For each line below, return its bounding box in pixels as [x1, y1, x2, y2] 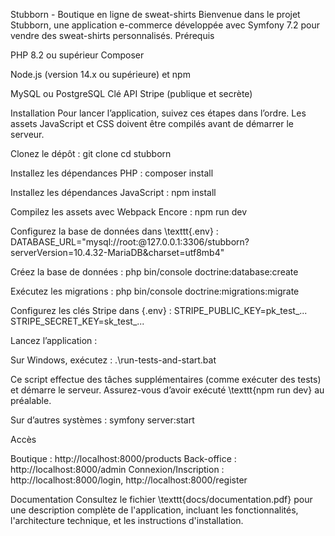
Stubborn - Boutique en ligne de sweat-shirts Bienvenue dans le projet [10, 9, 301, 20]
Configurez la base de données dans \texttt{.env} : [10, 225, 219, 237]
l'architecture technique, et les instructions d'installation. [10, 515, 244, 526]
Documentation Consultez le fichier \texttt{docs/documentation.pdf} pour [10, 494, 313, 505]
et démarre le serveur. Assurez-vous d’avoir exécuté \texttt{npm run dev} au [10, 384, 325, 396]
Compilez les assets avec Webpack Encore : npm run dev [10, 206, 247, 218]
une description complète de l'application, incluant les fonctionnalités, [10, 504, 299, 516]
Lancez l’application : [10, 335, 98, 346]
